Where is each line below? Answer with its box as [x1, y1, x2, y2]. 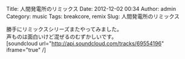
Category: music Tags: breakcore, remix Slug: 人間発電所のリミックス [6, 13, 180, 20]
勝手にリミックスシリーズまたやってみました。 [6, 26, 123, 33]
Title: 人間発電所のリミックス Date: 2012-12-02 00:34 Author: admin [6, 5, 177, 12]
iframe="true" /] [6, 46, 47, 53]
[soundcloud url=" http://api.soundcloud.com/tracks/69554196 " [6, 40, 164, 47]
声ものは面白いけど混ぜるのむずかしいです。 [6, 33, 117, 40]
